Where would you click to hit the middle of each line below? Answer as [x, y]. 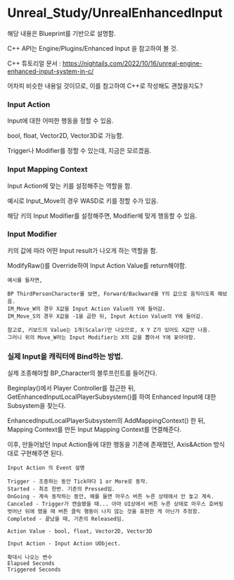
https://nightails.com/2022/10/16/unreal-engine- [132, 63]
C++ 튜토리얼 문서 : [34, 63]
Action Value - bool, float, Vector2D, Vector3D [80, 531]
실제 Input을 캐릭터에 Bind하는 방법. [65, 356]
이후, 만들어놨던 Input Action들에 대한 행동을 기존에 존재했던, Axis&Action [110, 445]
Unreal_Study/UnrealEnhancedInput [115, 13]
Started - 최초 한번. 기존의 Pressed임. [61, 489]
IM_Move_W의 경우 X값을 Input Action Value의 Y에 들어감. [86, 309]
